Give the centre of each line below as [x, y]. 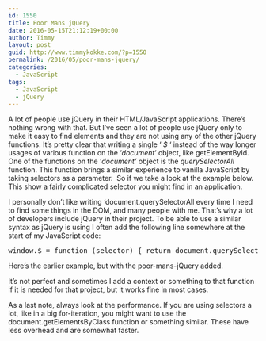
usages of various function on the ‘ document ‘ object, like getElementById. [129, 153]
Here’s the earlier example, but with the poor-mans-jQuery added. [116, 266]
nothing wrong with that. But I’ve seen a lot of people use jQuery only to [125, 128]
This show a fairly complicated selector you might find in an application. [125, 186]
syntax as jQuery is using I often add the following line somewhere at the [127, 228]
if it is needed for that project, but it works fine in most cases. [108, 289]
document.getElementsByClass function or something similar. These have [129, 322]
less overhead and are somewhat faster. [74, 331]
